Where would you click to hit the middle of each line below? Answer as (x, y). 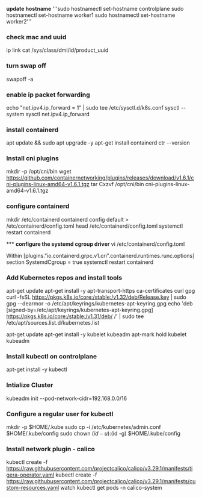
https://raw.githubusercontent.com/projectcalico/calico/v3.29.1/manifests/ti (99, 469)
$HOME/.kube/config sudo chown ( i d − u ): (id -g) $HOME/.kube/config (93, 433)
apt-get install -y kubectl (37, 369)
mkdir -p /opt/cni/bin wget (39, 172)
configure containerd (38, 206)
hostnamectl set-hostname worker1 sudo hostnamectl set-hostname (91, 15)
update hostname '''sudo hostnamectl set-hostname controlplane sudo (95, 9)
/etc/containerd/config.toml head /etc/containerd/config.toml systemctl (95, 226)
